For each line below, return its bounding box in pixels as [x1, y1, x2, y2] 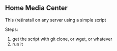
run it [12, 41, 23, 47]
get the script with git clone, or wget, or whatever [12, 36, 113, 42]
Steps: [5, 26, 18, 32]
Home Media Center [5, 4, 68, 12]
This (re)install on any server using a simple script [5, 17, 107, 23]
